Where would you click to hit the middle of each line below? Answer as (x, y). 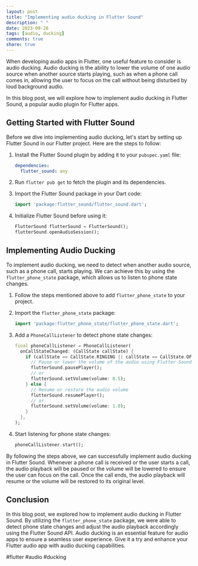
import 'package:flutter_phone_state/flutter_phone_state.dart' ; (96, 323)
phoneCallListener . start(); (49, 445)
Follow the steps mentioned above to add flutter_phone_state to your (100, 295)
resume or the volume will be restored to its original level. (76, 481)
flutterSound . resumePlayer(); (67, 395)
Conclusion (28, 500)
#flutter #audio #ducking (36, 557)
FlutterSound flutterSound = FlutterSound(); (71, 227)
